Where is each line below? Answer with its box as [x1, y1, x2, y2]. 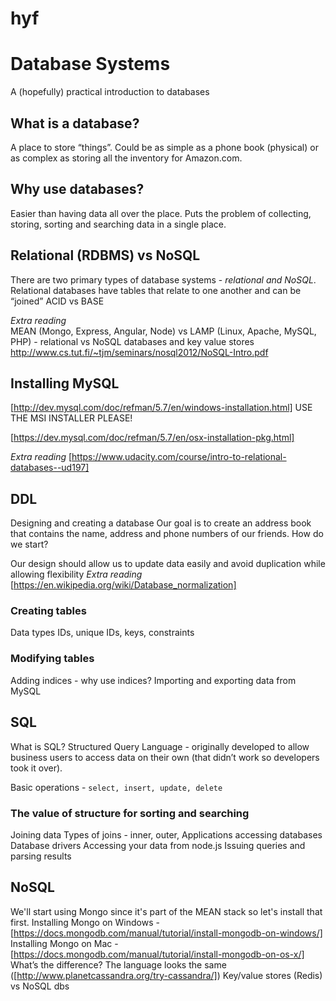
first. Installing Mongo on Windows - [10, 916, 160, 928]
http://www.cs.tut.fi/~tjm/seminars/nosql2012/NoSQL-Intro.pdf [10, 346, 269, 358]
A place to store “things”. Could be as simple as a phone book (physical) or [10, 141, 319, 153]
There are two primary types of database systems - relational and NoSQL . [10, 273, 317, 286]
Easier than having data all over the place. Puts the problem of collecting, [10, 207, 312, 219]
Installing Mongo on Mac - [10, 937, 119, 949]
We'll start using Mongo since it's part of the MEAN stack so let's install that [10, 905, 323, 917]
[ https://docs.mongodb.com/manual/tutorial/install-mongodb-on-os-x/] [10, 948, 305, 960]
